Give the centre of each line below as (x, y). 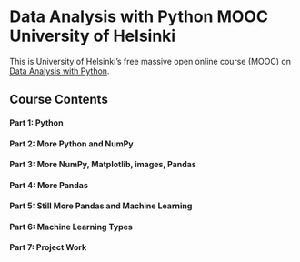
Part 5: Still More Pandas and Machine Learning (101, 206)
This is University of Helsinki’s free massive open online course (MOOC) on (150, 61)
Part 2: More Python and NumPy (71, 144)
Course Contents (59, 100)
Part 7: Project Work (48, 247)
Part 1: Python (36, 122)
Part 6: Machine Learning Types (71, 227)
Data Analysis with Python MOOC (139, 17)
